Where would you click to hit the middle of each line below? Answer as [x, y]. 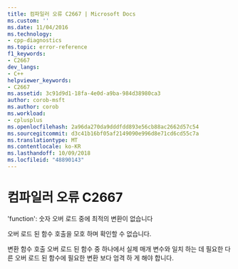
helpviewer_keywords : [40, 80]
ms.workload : [27, 113]
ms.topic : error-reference [47, 47]
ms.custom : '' [29, 21]
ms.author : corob [33, 107]
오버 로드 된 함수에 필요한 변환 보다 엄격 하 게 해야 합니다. [94, 258]
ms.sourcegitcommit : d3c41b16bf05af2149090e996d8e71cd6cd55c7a [103, 133]
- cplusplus [25, 120]
